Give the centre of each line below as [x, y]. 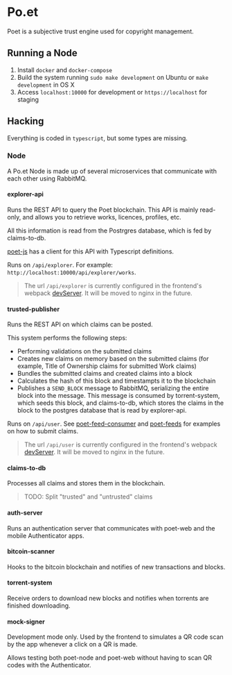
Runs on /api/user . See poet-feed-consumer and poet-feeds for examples [114, 424]
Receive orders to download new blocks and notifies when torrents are [108, 599]
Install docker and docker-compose [65, 69]
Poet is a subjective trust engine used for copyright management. [100, 31]
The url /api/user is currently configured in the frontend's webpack [121, 444]
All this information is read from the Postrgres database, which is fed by [109, 231]
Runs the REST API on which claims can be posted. [80, 324]
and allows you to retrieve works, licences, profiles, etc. [102, 217]
